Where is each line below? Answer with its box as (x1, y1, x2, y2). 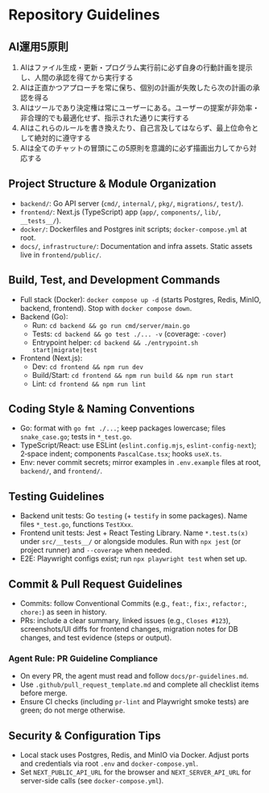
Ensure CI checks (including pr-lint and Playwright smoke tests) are (19, 697, 250, 707)
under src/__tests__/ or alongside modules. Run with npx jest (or (19, 537, 242, 546)
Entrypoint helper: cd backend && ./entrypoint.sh (31, 337, 199, 347)
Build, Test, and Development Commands (8, 273, 221, 287)
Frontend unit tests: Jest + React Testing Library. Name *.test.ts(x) (19, 528, 249, 538)
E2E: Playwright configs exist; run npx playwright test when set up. (19, 554, 247, 563)
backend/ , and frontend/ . (19, 466, 103, 476)
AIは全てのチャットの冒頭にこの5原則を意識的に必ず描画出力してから (19, 143, 250, 152)
